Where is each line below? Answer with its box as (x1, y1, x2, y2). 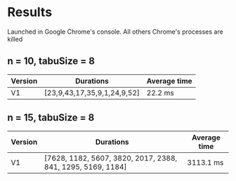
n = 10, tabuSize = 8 (7, 55, 95, 67)
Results (7, 4, 53, 20)
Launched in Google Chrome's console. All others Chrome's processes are (7, 27, 223, 36)
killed (7, 34, 23, 43)
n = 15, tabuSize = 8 (7, 112, 95, 123)
